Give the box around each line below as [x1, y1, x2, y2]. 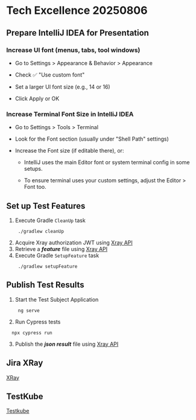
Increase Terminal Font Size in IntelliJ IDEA [6, 110, 134, 118]
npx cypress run [11, 329, 52, 336]
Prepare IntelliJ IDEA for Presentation [6, 28, 150, 38]
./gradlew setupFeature [17, 263, 78, 269]
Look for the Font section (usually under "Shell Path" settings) [14, 135, 169, 142]
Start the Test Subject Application [14, 296, 99, 303]
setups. [24, 165, 43, 173]
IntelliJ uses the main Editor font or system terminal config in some [24, 159, 190, 166]
